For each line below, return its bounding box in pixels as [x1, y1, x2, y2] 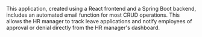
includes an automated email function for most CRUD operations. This [6, 11, 180, 18]
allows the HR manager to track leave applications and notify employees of [6, 18, 192, 24]
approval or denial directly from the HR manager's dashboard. [6, 24, 160, 31]
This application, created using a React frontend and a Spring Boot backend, [6, 5, 197, 12]
